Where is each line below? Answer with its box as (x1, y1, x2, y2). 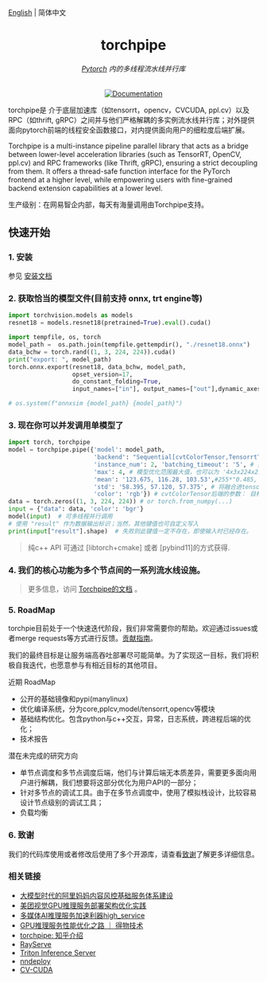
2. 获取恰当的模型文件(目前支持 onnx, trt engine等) (8, 293, 203, 303)
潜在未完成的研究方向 (8, 751, 78, 761)
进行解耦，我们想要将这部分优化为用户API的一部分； (26, 778, 199, 788)
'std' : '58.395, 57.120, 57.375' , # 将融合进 (93, 483, 242, 491)
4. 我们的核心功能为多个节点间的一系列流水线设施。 (8, 565, 205, 576)
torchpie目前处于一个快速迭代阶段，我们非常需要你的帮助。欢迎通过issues (8, 624, 252, 633)
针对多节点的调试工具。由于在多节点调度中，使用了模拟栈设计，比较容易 (19, 788, 257, 797)
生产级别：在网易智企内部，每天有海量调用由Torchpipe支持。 (8, 200, 209, 209)
